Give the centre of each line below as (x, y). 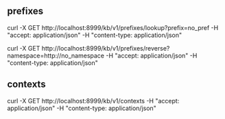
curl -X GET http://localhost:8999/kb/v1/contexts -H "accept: (93, 101)
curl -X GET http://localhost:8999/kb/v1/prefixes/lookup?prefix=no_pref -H (113, 27)
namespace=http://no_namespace (56, 55)
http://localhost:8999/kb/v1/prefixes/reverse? (106, 48)
